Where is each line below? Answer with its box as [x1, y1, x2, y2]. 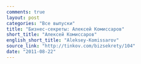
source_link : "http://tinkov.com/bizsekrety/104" [6, 43, 136, 49]
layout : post [6, 15, 40, 21]
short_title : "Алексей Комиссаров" [6, 32, 97, 38]
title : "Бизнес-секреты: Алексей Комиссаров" [6, 26, 124, 32]
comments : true [6, 9, 45, 15]
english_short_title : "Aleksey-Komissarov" [6, 37, 120, 43]
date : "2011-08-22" [6, 49, 56, 55]
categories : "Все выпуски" [6, 20, 75, 26]
